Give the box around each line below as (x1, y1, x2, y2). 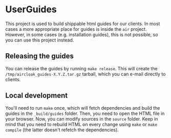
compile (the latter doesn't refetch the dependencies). (5, 127, 119, 133)
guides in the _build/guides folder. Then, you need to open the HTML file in (5, 110, 165, 116)
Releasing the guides (5, 52, 74, 61)
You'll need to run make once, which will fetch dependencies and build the (5, 105, 160, 111)
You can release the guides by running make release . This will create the (5, 65, 158, 71)
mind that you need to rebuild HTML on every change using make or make (5, 121, 158, 127)
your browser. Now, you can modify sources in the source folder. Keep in (5, 115, 158, 122)
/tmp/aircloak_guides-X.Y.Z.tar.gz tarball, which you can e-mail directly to (5, 71, 166, 77)
